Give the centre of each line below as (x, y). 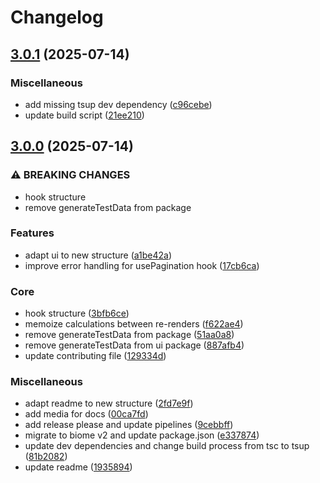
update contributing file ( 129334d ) (95, 356)
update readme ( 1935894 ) (78, 467)
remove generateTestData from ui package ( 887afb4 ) (134, 345)
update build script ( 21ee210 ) (84, 115)
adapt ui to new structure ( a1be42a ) (98, 255)
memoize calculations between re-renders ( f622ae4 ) (134, 324)
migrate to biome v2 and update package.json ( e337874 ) (142, 435)
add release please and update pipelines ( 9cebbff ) (129, 425)
